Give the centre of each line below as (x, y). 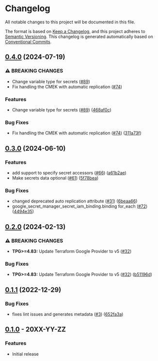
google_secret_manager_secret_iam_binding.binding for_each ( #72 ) (80, 206)
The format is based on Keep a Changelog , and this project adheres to (75, 31)
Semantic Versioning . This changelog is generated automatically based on (79, 36)
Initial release (25, 354)
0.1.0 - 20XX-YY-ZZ (36, 330)
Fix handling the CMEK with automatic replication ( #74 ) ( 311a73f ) (77, 133)
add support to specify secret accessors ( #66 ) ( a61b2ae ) (69, 173)
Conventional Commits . (28, 41)
